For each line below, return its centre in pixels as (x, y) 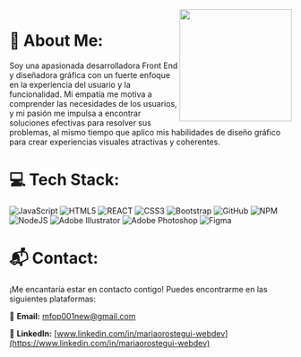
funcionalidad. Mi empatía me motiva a (81, 94)
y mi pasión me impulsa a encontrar (75, 113)
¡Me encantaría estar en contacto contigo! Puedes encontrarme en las (138, 289)
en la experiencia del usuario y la (70, 84)
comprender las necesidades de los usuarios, (93, 103)
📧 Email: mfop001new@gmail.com (73, 316)
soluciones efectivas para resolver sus (81, 122)
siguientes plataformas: (52, 299)
